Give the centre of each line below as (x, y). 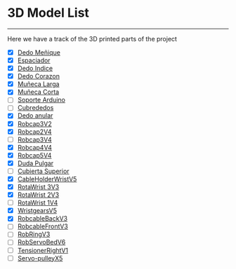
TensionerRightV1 (43, 250)
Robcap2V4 (34, 132)
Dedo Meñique (39, 52)
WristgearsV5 (37, 211)
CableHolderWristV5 (47, 179)
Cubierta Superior (43, 171)
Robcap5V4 (34, 155)
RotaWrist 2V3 (38, 195)
